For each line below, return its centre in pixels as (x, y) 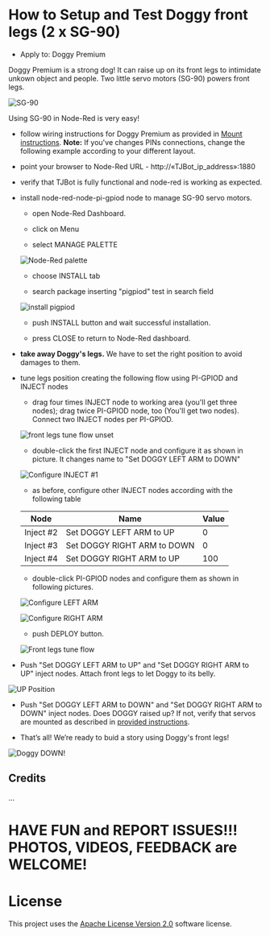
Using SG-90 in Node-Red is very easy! (74, 118)
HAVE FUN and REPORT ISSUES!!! (123, 830)
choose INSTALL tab (66, 275)
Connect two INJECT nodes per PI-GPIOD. (102, 419)
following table (56, 499)
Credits (27, 779)
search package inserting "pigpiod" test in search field (123, 291)
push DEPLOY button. (68, 633)
